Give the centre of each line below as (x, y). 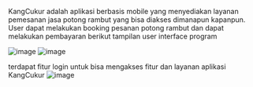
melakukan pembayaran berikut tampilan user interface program (113, 36)
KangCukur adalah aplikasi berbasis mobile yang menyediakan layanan (123, 11)
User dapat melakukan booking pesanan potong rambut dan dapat (116, 28)
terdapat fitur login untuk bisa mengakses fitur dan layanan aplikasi (117, 67)
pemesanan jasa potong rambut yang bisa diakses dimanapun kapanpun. (127, 20)
